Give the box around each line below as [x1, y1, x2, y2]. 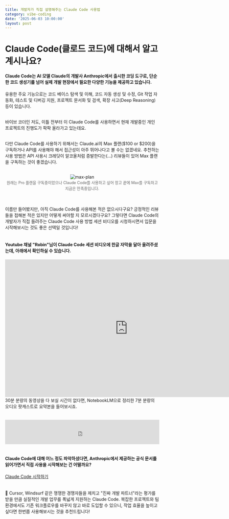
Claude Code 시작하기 [5, 473, 49, 480]
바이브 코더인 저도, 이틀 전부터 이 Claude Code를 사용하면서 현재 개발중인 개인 [5, 118, 155, 125]
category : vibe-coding [5, 12, 51, 17]
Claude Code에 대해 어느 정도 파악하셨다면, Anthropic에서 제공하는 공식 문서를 [5, 456, 157, 462]
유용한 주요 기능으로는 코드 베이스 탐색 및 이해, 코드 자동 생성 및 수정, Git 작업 [5, 91, 153, 97]
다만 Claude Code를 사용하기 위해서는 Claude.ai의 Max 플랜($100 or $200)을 [5, 141, 156, 146]
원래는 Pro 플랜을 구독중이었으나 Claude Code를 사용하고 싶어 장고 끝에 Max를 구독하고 [6, 180, 158, 185]
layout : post [5, 21, 32, 26]
